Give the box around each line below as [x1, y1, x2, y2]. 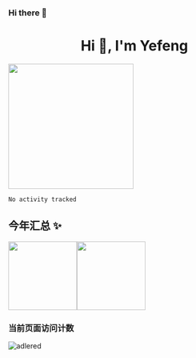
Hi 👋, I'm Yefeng [80, 37, 189, 55]
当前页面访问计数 [8, 322, 74, 333]
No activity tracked [8, 195, 78, 203]
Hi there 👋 [8, 7, 48, 18]
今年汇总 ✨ [8, 219, 62, 233]
